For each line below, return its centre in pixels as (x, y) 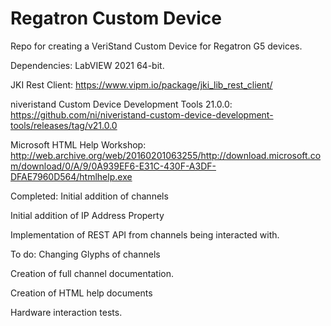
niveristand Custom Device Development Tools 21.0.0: (121, 104)
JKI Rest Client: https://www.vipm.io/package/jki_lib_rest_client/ (141, 84)
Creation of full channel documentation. (92, 273)
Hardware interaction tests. (66, 312)
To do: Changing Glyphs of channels (85, 254)
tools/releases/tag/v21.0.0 (64, 125)
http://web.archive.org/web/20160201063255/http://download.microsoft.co (166, 155)
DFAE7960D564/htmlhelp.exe (71, 176)
